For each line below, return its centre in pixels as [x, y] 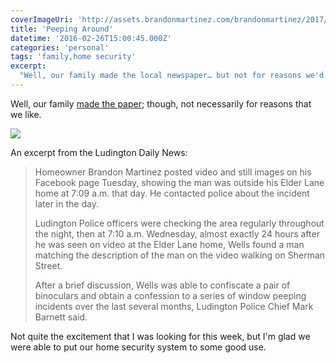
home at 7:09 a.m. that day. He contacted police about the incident [172, 193]
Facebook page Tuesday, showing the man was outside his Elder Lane [179, 182]
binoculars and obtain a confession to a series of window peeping [170, 295]
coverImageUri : [42, 19]
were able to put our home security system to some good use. [138, 347]
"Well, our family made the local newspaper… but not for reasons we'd [172, 76]
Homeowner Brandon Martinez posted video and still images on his [173, 172]
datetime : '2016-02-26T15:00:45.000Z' [91, 38]
